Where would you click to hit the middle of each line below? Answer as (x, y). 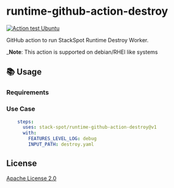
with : (29, 133)
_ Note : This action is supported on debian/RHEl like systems (82, 52)
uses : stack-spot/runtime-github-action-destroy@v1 (89, 127)
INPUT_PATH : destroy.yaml (61, 145)
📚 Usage (24, 72)
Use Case (21, 109)
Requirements (28, 92)
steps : (26, 122)
